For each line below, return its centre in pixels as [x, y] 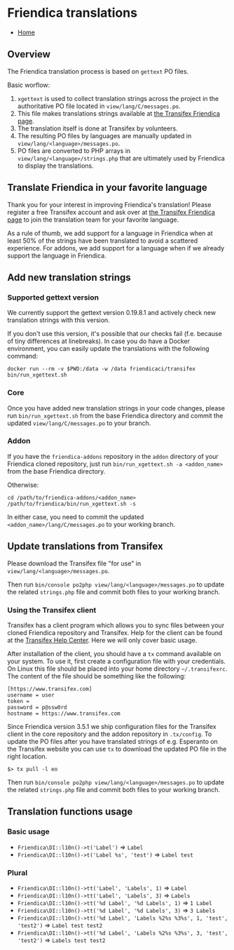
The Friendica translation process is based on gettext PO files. [98, 71]
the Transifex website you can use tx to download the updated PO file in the [117, 749]
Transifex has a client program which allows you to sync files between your [116, 625]
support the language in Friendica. [57, 255]
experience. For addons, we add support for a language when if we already [116, 248]
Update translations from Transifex [85, 546]
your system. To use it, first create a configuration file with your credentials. [117, 661]
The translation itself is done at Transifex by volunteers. [97, 128]
